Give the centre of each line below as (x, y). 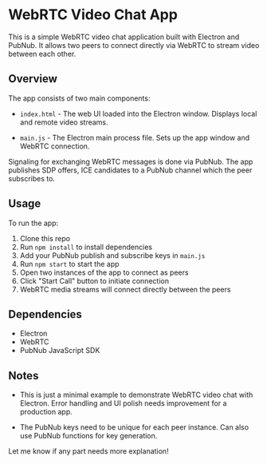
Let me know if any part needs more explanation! (88, 451)
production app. (46, 412)
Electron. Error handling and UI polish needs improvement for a (123, 403)
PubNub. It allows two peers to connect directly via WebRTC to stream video (134, 45)
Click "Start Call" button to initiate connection (94, 280)
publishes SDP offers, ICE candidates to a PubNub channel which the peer (130, 170)
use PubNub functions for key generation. (88, 436)
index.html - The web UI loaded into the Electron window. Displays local (138, 113)
